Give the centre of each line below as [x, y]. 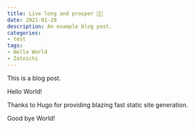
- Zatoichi [23, 59]
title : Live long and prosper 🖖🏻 [55, 13]
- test [17, 39]
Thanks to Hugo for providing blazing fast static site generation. [97, 105]
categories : [24, 33]
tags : [15, 46]
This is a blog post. [34, 78]
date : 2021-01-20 [32, 20]
